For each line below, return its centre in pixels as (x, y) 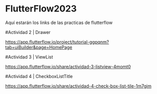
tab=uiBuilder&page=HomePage (39, 47)
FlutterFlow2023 (41, 9)
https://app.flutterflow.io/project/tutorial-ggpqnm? (57, 42)
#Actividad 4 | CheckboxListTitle (39, 76)
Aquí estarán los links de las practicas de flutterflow (59, 22)
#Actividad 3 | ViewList (29, 57)
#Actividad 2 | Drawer (28, 32)
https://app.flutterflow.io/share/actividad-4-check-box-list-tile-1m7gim (78, 86)
